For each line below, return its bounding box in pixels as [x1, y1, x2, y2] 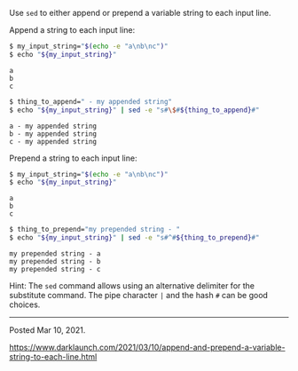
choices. [9, 299, 41, 310]
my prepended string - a [9, 249, 101, 258]
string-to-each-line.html [9, 351, 98, 362]
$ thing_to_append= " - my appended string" [9, 97, 173, 106]
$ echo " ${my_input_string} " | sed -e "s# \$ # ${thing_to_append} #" [9, 106, 260, 114]
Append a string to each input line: [9, 25, 136, 35]
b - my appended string [9, 129, 98, 138]
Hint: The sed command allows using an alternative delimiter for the [9, 280, 255, 291]
